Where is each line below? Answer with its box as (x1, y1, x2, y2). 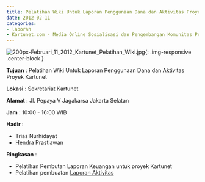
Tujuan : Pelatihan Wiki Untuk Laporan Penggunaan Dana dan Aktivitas (6, 67, 185, 74)
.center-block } (6, 55, 45, 62)
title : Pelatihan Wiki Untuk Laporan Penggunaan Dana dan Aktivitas (6, 9, 184, 15)
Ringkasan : (6, 151, 37, 158)
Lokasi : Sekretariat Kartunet (6, 85, 79, 92)
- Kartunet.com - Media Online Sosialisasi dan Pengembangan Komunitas (6, 32, 192, 38)
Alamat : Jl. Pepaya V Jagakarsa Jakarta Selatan (6, 97, 129, 104)
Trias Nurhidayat (15, 133, 57, 140)
